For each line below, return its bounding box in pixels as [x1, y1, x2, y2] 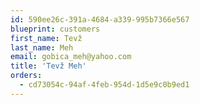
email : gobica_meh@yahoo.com [10, 52, 132, 62]
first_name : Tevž [10, 33, 83, 43]
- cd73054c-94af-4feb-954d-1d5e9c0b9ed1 [19, 80, 190, 90]
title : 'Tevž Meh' [10, 61, 87, 71]
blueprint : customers [10, 24, 101, 34]
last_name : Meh [10, 42, 74, 53]
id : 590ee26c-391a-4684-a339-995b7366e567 [10, 14, 190, 25]
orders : [10, 71, 43, 81]
